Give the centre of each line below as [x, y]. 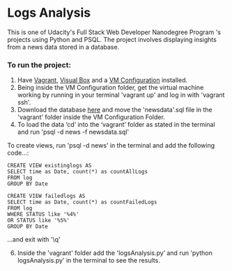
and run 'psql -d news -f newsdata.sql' [73, 132]
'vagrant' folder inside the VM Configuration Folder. [91, 117]
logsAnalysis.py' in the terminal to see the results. [88, 261]
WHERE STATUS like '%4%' [43, 215]
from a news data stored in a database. [63, 47]
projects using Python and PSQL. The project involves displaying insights [112, 39]
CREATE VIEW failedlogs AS [46, 196]
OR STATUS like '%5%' [39, 221]
